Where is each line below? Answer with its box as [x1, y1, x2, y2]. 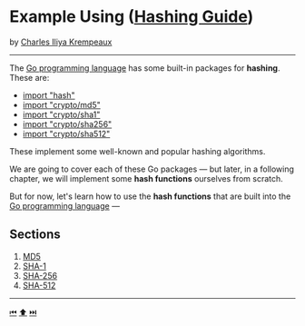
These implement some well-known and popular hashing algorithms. [9, 145, 266, 156]
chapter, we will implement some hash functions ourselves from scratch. [9, 173, 283, 183]
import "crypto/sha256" [22, 118, 113, 129]
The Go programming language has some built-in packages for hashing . [9, 62, 280, 74]
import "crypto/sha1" [22, 109, 101, 120]
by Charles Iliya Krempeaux [9, 36, 113, 47]
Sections [9, 227, 61, 242]
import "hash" [22, 89, 75, 101]
